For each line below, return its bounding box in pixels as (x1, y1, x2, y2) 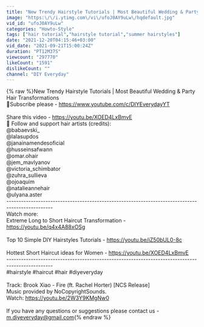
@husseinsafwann (6, 146, 53, 153)
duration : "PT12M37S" (6, 49, 61, 55)
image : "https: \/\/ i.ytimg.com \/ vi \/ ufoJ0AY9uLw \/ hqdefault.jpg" (6, 15, 175, 21)
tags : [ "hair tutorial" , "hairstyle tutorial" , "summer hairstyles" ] (6, 32, 181, 38)
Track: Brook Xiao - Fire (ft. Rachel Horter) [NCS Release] (6, 281, 150, 289)
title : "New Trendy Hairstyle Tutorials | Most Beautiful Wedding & (6, 9, 183, 15)
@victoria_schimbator (6, 165, 61, 173)
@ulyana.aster (6, 191, 42, 198)
